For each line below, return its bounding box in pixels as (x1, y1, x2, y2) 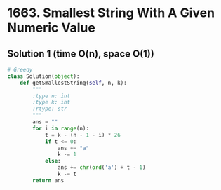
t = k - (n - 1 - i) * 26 (44, 131, 121, 138)
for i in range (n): (32, 125, 90, 132)
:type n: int (32, 93, 71, 100)
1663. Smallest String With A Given (7, 5, 215, 21)
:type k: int (32, 99, 71, 106)
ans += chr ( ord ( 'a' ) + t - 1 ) (57, 164, 146, 171)
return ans (32, 177, 65, 184)
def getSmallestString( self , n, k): (20, 79, 128, 86)
